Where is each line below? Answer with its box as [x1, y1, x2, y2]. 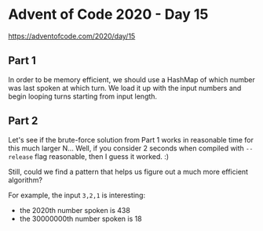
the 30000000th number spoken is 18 [19, 214, 143, 223]
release [8, 153, 34, 161]
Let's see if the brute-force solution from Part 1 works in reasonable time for [8, 135, 254, 144]
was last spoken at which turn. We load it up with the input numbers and [8, 83, 242, 92]
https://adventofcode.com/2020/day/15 [8, 31, 136, 41]
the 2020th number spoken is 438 [19, 205, 131, 215]
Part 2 [8, 114, 38, 128]
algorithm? [8, 175, 43, 185]
